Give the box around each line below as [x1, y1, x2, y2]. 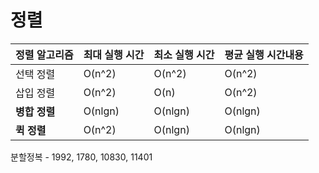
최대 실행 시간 [83, 47, 145, 61]
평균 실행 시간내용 [224, 47, 304, 61]
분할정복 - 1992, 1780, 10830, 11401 [10, 151, 153, 163]
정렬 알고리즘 [15, 47, 74, 61]
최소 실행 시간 [153, 47, 215, 61]
